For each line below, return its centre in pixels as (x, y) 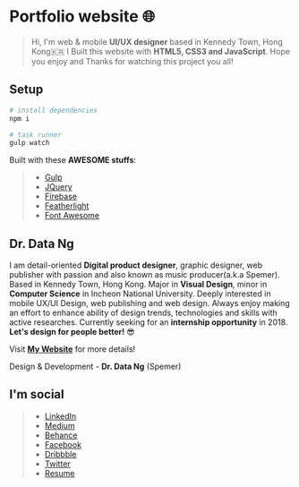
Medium (60, 425)
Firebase (61, 197)
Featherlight (67, 206)
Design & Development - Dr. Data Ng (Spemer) (95, 367)
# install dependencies (54, 110)
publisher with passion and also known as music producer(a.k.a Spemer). (145, 275)
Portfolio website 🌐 (82, 17)
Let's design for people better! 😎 (73, 332)
